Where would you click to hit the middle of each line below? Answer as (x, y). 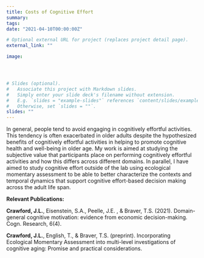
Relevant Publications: (36, 199)
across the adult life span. (39, 187)
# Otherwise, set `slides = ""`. (51, 106)
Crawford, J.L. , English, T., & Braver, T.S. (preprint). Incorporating (89, 235)
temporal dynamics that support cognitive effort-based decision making (96, 181)
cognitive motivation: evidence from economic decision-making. (107, 217)
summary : (17, 18)
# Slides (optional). (34, 83)
